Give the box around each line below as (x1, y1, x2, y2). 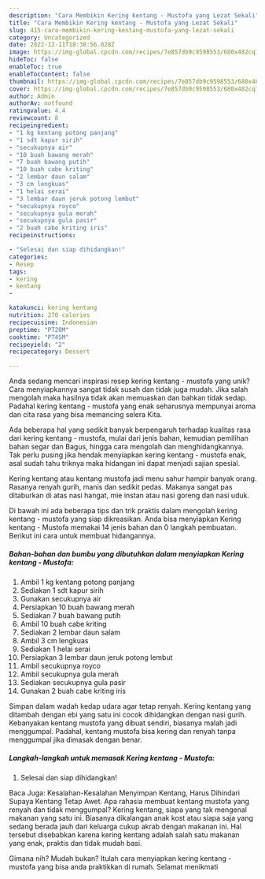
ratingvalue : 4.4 (9, 107, 66, 115)
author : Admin (9, 92, 56, 100)
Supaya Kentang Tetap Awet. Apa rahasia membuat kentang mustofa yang (9, 797, 250, 806)
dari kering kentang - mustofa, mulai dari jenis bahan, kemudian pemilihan (9, 434, 248, 443)
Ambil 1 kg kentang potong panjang (20, 577, 135, 587)
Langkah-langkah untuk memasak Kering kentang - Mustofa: (9, 753, 215, 762)
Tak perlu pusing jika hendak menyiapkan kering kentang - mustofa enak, (9, 450, 247, 460)
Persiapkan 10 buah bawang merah (20, 602, 134, 612)
